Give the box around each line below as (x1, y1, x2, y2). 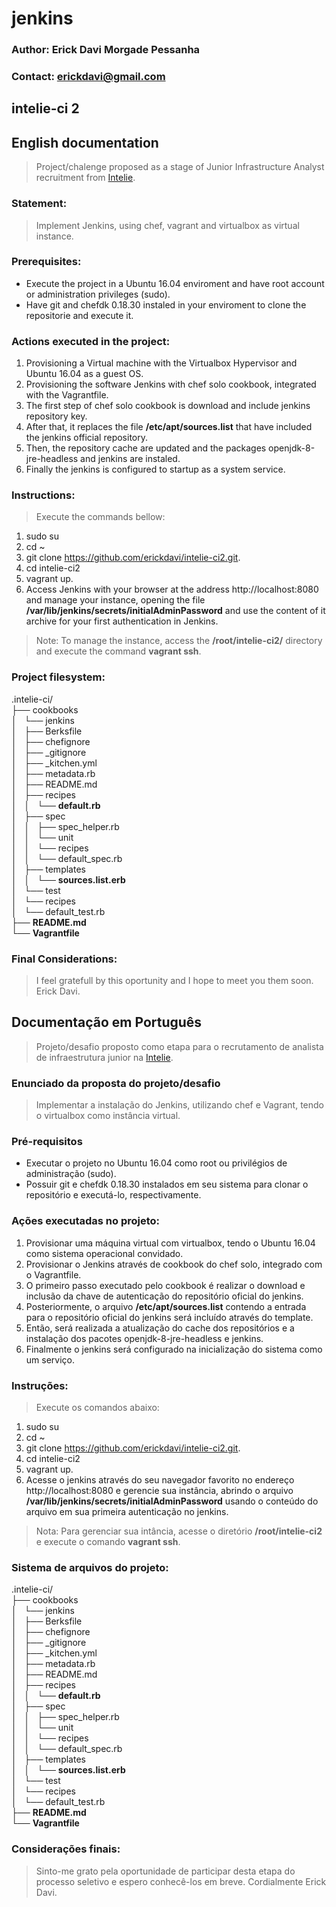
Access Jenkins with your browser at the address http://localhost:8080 (25, 583, 319, 596)
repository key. (25, 410, 88, 422)
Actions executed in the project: (11, 334, 171, 348)
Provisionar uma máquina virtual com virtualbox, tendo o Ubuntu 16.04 (25, 1237, 316, 1249)
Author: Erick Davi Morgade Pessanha (11, 43, 201, 57)
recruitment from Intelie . (35, 172, 136, 184)
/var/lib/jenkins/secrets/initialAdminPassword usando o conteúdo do (25, 1495, 319, 1507)
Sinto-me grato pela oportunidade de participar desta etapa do (35, 1865, 296, 1877)
